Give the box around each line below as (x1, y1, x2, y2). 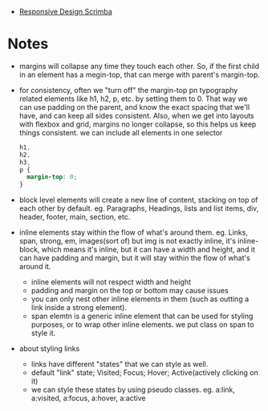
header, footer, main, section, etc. (18, 212, 131, 222)
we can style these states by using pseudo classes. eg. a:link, (30, 385, 236, 395)
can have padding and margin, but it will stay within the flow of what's (18, 253, 250, 263)
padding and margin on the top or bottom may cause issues (30, 286, 229, 296)
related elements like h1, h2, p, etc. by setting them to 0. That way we (18, 94, 248, 103)
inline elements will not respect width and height (30, 277, 192, 287)
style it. (30, 328, 56, 338)
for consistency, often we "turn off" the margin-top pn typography (18, 85, 238, 95)
